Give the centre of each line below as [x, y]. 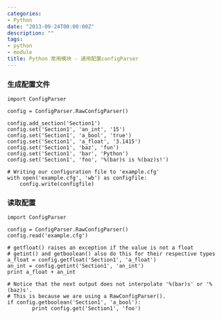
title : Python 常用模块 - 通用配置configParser [73, 59]
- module [20, 53]
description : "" [31, 33]
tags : [15, 40]
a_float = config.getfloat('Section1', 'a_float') [82, 260]
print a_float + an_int [42, 272]
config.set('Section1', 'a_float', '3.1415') [74, 142]
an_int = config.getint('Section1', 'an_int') [76, 266]
